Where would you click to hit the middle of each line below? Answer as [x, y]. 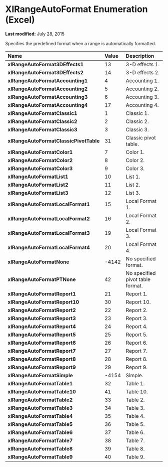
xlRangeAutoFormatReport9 [42, 367]
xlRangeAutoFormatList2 [38, 185]
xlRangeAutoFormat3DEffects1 [46, 64]
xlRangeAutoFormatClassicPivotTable [54, 140]
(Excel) [20, 20]
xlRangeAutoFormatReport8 [42, 359]
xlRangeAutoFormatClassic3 [42, 129]
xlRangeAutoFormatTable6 [40, 432]
